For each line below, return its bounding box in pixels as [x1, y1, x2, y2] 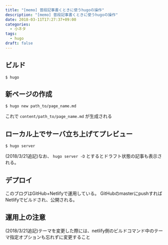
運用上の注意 [5, 213, 46, 222]
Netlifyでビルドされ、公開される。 [5, 197, 78, 203]
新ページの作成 [5, 90, 53, 99]
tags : [5, 31, 17, 36]
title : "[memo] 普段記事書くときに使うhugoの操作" [5, 7, 105, 13]
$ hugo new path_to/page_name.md [5, 104, 77, 109]
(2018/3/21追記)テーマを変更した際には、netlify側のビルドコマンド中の [5, 228, 154, 234]
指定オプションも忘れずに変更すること [9, 234, 90, 240]
